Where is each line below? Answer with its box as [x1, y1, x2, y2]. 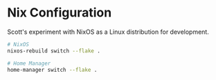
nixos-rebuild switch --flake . [7, 47, 100, 54]
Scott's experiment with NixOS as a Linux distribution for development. [7, 28, 209, 36]
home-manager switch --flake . [7, 66, 98, 73]
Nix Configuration [7, 5, 112, 21]
